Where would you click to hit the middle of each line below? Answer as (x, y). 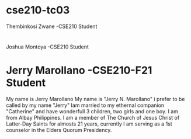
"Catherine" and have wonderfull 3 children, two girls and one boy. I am (92, 112)
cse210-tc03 (38, 10)
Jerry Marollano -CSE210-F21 (79, 70)
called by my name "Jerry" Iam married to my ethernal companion (85, 105)
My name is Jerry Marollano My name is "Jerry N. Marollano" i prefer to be (95, 99)
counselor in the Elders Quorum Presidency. (59, 130)
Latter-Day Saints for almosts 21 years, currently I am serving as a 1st (89, 124)
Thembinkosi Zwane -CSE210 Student (52, 26)
